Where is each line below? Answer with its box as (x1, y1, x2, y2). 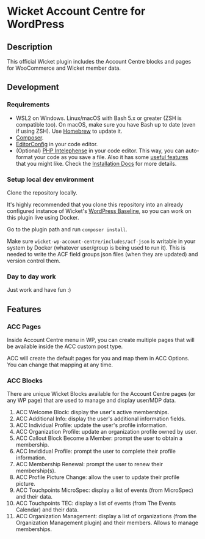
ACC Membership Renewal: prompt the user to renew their (15, 461, 164, 468)
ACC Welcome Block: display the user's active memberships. (15, 409, 170, 416)
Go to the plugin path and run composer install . (7, 225, 128, 233)
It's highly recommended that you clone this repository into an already (7, 201, 184, 208)
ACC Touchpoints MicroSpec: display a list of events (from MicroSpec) (15, 486, 194, 494)
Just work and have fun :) (7, 286, 71, 294)
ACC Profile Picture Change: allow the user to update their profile (15, 474, 180, 481)
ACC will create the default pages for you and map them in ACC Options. (7, 354, 190, 362)
